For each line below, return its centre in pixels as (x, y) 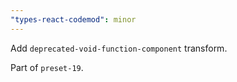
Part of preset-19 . (47, 67)
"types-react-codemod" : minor (73, 19)
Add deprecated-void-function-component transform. (119, 48)
